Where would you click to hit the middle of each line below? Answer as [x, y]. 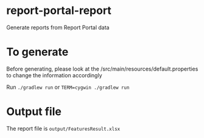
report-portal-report [59, 11]
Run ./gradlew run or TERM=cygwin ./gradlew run [68, 87]
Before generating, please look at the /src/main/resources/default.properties [102, 69]
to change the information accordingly [54, 75]
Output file [34, 112]
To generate [37, 52]
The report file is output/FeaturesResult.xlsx [63, 128]
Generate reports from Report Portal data [58, 27]
